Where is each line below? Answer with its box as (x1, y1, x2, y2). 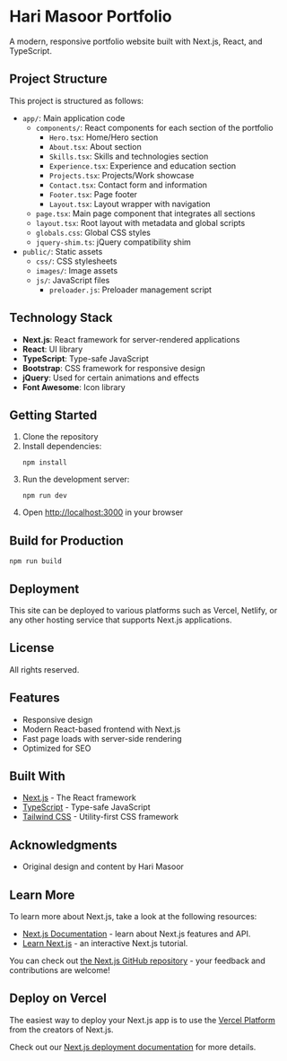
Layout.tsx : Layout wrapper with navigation (48, 198, 211, 209)
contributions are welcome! (9, 965, 110, 976)
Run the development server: (22, 474, 130, 485)
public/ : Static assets (22, 246, 103, 257)
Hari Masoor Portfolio (9, 6, 172, 27)
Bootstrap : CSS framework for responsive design (22, 362, 206, 373)
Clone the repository (22, 431, 99, 442)
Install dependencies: (22, 441, 102, 452)
